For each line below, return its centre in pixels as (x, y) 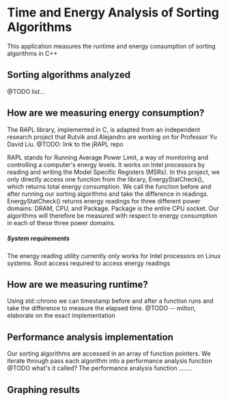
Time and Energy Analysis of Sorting (113, 13)
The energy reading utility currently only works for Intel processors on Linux (114, 255)
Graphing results (44, 389)
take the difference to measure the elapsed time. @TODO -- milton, (102, 308)
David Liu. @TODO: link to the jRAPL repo (66, 144)
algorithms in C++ (32, 53)
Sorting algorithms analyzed (69, 75)
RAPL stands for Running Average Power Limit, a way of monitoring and (108, 157)
